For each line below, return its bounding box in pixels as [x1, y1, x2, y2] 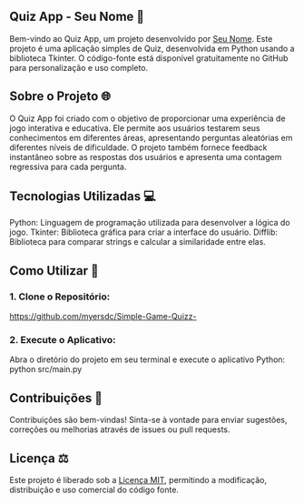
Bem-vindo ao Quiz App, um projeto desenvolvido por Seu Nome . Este [9, 33, 273, 44]
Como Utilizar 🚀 [9, 263, 100, 278]
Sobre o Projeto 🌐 [9, 88, 112, 105]
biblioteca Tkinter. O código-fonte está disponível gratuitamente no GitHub [9, 52, 289, 64]
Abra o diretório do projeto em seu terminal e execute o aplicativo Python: [9, 354, 286, 365]
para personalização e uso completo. [9, 62, 149, 73]
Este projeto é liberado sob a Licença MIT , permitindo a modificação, [9, 475, 268, 486]
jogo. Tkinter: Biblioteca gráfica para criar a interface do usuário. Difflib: [9, 227, 279, 237]
